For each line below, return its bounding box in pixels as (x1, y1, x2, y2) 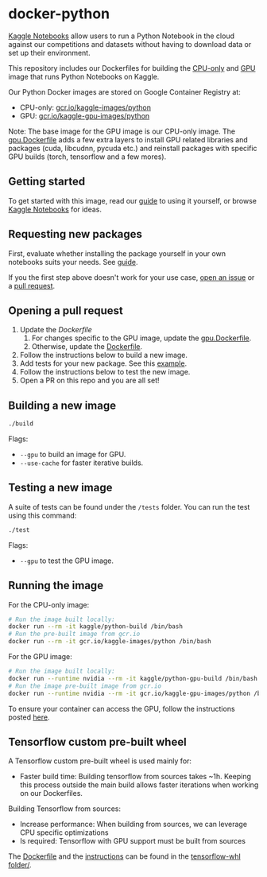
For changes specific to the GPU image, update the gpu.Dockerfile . (31, 333, 252, 343)
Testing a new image (8, 481, 113, 495)
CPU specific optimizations (19, 828, 109, 837)
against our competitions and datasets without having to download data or (8, 39, 252, 49)
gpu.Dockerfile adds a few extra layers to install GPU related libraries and (8, 134, 248, 144)
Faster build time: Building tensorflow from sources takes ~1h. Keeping (19, 772, 252, 782)
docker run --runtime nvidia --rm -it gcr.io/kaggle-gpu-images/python (8, 689, 250, 697)
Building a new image (8, 398, 117, 412)
